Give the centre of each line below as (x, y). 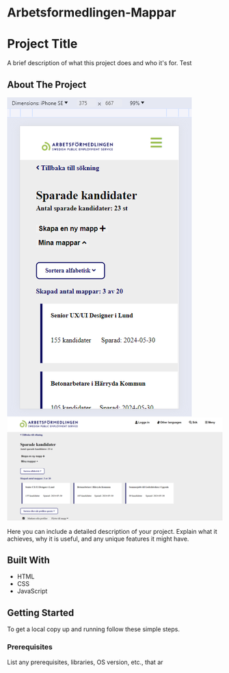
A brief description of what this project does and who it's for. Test (99, 63)
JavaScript (32, 591)
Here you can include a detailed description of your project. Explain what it (112, 531)
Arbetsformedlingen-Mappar (92, 13)
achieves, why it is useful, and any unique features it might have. (98, 539)
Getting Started (41, 612)
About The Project (47, 85)
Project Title (42, 44)
